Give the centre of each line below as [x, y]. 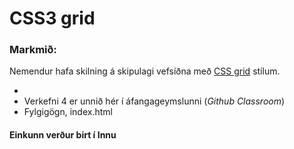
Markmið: [33, 50]
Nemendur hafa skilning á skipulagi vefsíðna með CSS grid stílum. [145, 71]
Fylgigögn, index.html [68, 112]
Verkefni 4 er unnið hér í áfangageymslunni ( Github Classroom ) [154, 101]
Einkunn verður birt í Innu [63, 135]
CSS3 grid [52, 18]
